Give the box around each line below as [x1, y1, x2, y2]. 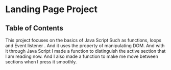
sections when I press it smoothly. [5, 59, 77, 64]
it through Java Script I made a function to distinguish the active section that [5, 48, 166, 54]
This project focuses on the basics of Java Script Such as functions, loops [5, 37, 162, 43]
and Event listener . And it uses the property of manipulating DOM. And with [5, 43, 165, 49]
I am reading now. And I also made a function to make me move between [5, 53, 158, 59]
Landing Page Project [5, 4, 98, 15]
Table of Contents [5, 24, 64, 32]
